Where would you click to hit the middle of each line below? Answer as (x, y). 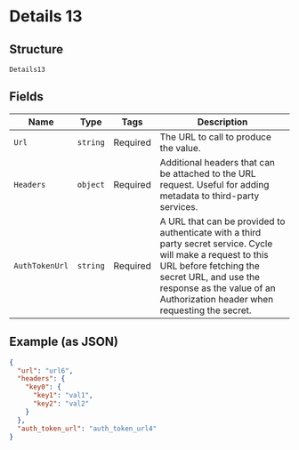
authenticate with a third (210, 232)
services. (179, 206)
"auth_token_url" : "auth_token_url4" (87, 429)
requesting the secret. (206, 310)
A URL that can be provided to (222, 221)
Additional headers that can (218, 162)
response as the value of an (218, 288)
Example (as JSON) (64, 342)
